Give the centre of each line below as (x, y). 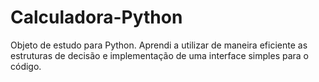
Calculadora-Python (96, 17)
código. (26, 66)
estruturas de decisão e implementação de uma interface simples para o (160, 55)
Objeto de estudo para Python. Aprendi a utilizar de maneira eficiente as (159, 45)
